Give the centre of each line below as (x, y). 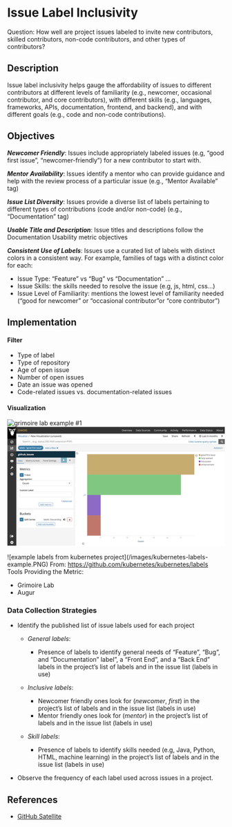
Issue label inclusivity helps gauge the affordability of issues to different (109, 85)
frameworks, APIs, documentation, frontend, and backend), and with (105, 107)
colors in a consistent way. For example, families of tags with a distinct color (116, 258)
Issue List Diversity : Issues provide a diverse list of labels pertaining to (108, 201)
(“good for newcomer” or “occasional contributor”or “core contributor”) (118, 300)
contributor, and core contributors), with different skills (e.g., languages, (109, 100)
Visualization (27, 408)
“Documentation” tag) (38, 216)
